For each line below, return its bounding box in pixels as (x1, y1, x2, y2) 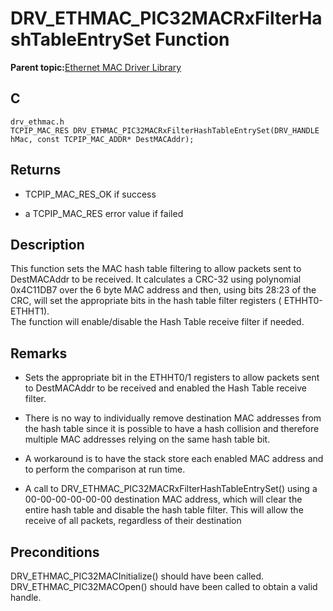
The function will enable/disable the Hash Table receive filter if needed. (10, 316, 305, 328)
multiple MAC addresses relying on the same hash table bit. (24, 433, 271, 446)
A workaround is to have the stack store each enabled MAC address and (24, 453, 324, 465)
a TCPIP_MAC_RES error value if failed (24, 207, 184, 219)
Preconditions (10, 543, 100, 561)
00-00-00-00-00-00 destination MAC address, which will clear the (24, 493, 303, 506)
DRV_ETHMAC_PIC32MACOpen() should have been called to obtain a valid (10, 581, 318, 592)
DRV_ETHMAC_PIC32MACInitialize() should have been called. (10, 570, 265, 582)
